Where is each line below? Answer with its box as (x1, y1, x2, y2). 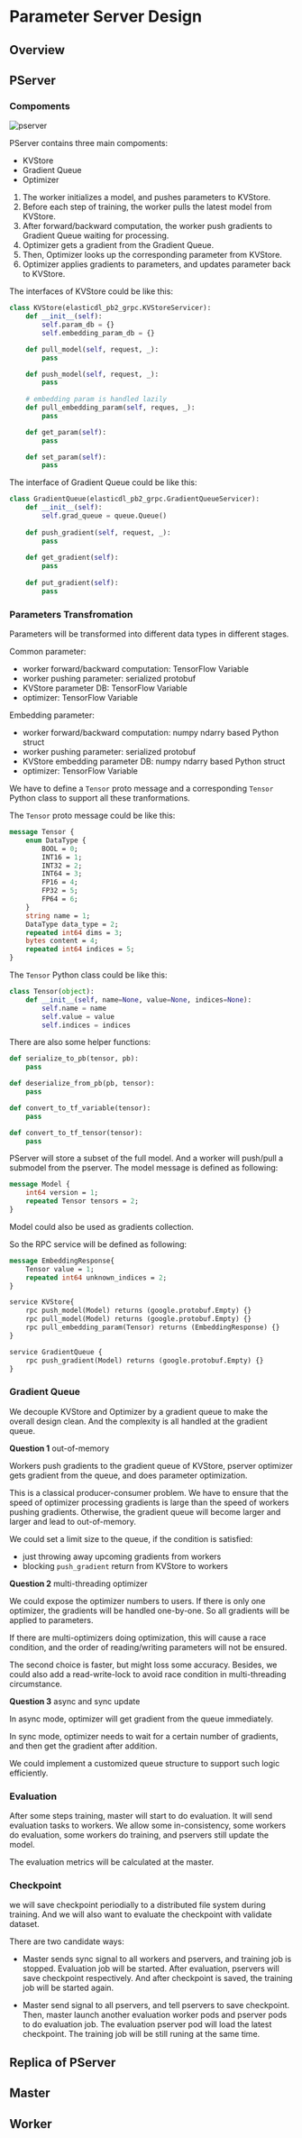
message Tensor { (9, 828, 75, 837)
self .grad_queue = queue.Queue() (41, 511, 168, 520)
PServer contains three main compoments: (9, 138, 169, 149)
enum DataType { (25, 836, 87, 845)
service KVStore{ (9, 1298, 75, 1307)
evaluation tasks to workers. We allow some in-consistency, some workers (9, 1820, 287, 1831)
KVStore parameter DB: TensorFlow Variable (22, 683, 188, 693)
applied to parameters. (9, 1614, 94, 1625)
